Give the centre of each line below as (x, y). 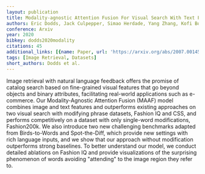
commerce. (21, 100)
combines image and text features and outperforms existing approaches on (101, 107)
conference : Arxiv (30, 29)
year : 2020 (20, 35)
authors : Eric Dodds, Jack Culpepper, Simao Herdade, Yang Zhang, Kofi (99, 23)
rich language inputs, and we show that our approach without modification (100, 139)
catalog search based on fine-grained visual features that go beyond (93, 87)
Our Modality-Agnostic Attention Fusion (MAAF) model (105, 100)
